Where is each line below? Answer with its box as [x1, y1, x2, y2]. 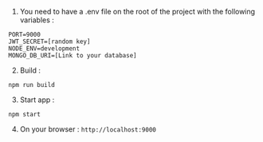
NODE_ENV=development [8, 45, 80, 53]
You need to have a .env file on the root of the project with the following [19, 7, 256, 16]
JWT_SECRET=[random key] [8, 37, 91, 45]
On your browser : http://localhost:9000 [19, 124, 157, 134]
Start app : [19, 95, 55, 105]
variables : [19, 15, 54, 25]
